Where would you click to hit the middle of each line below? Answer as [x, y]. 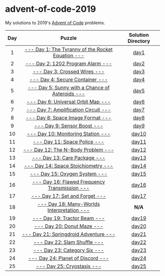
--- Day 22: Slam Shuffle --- [69, 242]
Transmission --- [69, 188]
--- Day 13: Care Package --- [69, 158]
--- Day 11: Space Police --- [69, 141]
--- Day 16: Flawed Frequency [69, 182]
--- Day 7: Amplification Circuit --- [69, 109]
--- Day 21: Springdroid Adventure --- [69, 234]
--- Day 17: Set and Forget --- [69, 196]
